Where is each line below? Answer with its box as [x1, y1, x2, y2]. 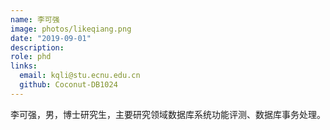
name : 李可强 [10, 14, 60, 25]
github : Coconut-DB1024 [19, 80, 118, 90]
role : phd [10, 52, 52, 62]
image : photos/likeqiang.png [10, 24, 132, 34]
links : [10, 61, 38, 71]
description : [10, 42, 65, 53]
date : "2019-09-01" [10, 33, 92, 43]
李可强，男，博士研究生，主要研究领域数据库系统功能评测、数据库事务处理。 [10, 108, 326, 120]
